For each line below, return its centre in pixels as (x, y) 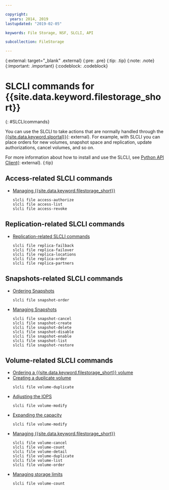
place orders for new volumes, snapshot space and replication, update (79, 142)
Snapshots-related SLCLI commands (64, 279)
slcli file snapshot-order (41, 300)
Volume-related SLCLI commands (59, 360)
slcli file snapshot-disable (43, 332)
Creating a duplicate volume (42, 378)
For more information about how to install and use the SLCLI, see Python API (84, 157)
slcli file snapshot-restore (43, 345)
